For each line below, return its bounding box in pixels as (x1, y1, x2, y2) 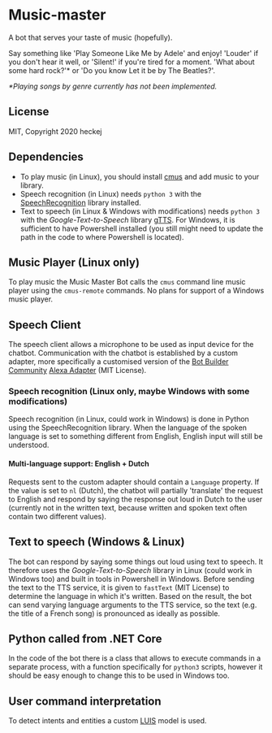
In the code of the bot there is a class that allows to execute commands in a (8, 653, 261, 663)
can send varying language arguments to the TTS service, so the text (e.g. (8, 600, 257, 609)
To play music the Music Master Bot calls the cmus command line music (8, 277, 246, 287)
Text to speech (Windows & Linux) (8, 535, 185, 549)
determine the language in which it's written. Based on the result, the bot (8, 591, 253, 601)
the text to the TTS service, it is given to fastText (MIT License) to (8, 583, 230, 592)
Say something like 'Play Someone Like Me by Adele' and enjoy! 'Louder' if (8, 48, 258, 58)
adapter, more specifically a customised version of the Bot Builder (8, 357, 229, 366)
